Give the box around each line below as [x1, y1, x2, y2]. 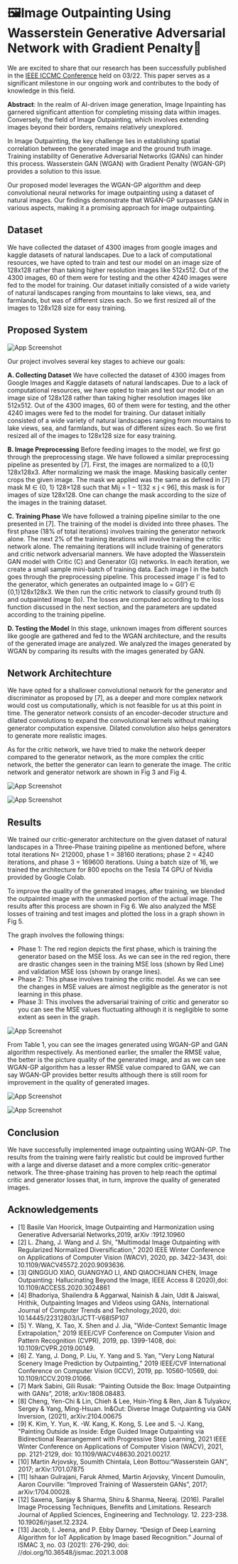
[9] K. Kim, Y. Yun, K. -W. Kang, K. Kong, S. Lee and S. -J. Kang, [17, 1419, 205, 1428]
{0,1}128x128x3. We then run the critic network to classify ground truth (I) [7, 588, 222, 596]
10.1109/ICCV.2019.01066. [17, 1374, 92, 1382]
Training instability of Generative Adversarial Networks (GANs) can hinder [7, 152, 224, 160]
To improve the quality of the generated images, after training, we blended [7, 887, 225, 895]
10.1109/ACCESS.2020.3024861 [17, 1283, 110, 1292]
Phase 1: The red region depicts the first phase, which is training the [17, 944, 217, 954]
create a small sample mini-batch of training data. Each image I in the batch [7, 565, 229, 573]
